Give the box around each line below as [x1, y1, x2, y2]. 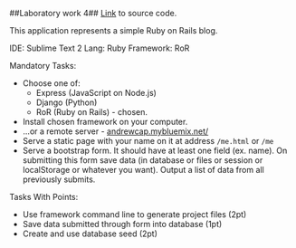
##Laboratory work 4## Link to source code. [9, 8, 177, 18]
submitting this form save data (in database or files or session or [22, 155, 263, 166]
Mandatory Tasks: [9, 61, 77, 71]
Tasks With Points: [9, 192, 79, 202]
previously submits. [22, 174, 96, 185]
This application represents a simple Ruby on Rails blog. [9, 25, 218, 35]
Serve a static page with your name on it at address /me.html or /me [22, 136, 274, 146]
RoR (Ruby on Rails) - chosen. [35, 107, 148, 117]
